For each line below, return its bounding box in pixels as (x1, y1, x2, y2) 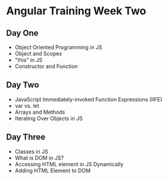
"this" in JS (14, 57, 43, 63)
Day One (6, 28, 39, 38)
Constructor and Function (14, 63, 78, 70)
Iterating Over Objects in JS (14, 114, 83, 122)
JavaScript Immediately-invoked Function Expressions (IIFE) (14, 95, 163, 103)
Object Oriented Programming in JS (14, 44, 102, 51)
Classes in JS (14, 148, 49, 155)
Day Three (6, 132, 46, 142)
